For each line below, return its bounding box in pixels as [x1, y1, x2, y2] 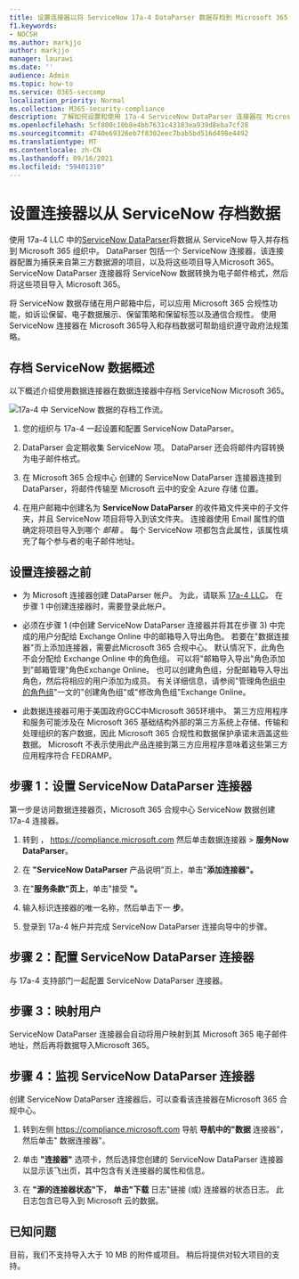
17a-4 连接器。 [9, 815, 64, 825]
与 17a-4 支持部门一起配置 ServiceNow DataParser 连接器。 [9, 975, 229, 986]
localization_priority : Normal [9, 95, 125, 105]
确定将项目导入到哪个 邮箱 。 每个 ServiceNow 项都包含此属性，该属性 [21, 525, 281, 536]
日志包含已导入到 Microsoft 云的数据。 [21, 1195, 164, 1206]
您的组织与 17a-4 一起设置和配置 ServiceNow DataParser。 [21, 423, 239, 434]
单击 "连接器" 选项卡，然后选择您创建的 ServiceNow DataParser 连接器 [21, 1154, 284, 1165]
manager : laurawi [9, 54, 74, 63]
